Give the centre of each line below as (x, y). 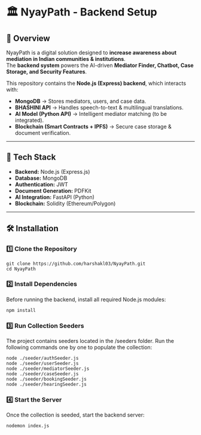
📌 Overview (28, 38)
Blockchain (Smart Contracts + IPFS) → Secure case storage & (93, 126)
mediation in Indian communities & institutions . (66, 59)
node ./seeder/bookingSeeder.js (46, 379)
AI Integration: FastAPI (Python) (54, 197)
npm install (21, 310)
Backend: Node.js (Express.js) (52, 171)
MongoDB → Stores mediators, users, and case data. (80, 101)
